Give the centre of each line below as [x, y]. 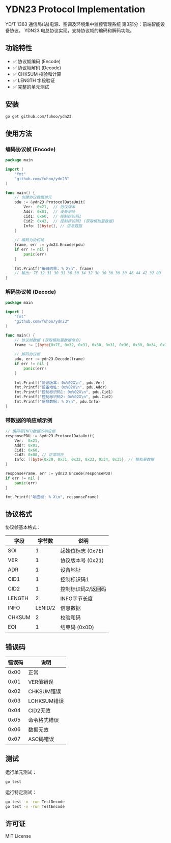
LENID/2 [45, 608]
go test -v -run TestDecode [35, 802]
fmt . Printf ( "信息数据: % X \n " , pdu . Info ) [58, 402]
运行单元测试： [21, 772]
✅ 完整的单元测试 [31, 87]
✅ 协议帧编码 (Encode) [37, 61]
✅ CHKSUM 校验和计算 [37, 74]
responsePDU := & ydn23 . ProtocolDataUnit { [50, 436]
